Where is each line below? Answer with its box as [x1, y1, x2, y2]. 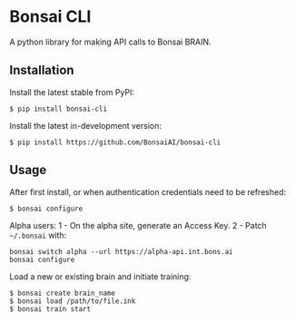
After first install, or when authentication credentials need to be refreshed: [9, 186, 287, 197]
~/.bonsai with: [9, 229, 67, 240]
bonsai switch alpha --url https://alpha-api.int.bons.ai [9, 247, 233, 256]
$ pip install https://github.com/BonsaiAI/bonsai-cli [9, 138, 221, 147]
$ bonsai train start [9, 304, 92, 314]
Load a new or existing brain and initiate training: [9, 270, 192, 282]
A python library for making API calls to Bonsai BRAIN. [9, 36, 211, 47]
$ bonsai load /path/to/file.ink [9, 297, 136, 306]
